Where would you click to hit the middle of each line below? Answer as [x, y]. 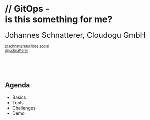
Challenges [24, 108]
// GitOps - [27, 9]
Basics [19, 97]
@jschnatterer [17, 50]
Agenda [18, 85]
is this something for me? [59, 20]
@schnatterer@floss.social [27, 46]
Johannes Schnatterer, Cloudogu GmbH [75, 35]
